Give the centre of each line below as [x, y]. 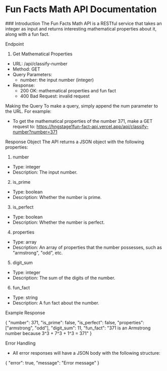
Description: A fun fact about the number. [56, 302]
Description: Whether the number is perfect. [59, 222]
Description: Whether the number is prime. [57, 197]
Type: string [25, 297]
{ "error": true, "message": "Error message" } [52, 363]
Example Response [25, 313]
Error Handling [20, 343]
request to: [24, 126]
